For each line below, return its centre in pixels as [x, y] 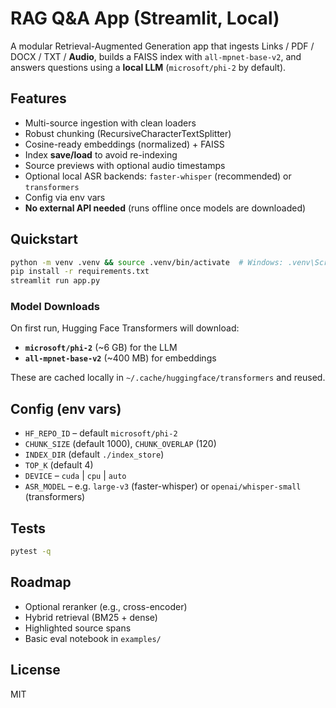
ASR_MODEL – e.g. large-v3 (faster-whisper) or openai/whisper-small [163, 486]
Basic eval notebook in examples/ [93, 638]
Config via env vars [65, 197]
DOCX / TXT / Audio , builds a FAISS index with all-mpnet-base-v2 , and [156, 56]
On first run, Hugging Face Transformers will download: [125, 328]
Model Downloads [55, 307]
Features [38, 98]
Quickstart [44, 239]
